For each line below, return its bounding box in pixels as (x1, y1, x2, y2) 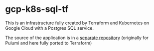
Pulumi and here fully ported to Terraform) (5, 40, 92, 46)
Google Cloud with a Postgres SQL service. (5, 25, 94, 31)
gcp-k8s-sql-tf (5, 3, 69, 15)
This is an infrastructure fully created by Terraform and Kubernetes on (5, 20, 150, 26)
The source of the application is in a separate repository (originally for (5, 35, 149, 41)
